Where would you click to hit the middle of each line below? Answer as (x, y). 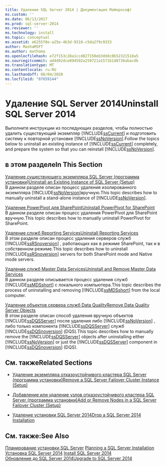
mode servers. (20, 259)
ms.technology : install (30, 33)
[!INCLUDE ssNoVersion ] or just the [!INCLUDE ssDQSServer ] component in (81, 342)
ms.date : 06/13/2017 (27, 19)
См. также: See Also (37, 436)
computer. (16, 295)
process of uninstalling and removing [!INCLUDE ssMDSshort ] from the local (83, 290)
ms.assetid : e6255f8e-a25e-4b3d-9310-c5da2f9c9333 (58, 42)
